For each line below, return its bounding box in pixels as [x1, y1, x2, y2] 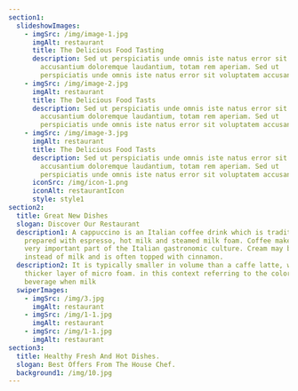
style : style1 [31, 195, 85, 204]
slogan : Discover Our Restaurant [16, 219, 141, 228]
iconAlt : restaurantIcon [31, 187, 125, 195]
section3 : [8, 343, 45, 352]
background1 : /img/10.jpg [16, 368, 113, 378]
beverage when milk [24, 277, 97, 286]
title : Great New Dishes [16, 211, 109, 220]
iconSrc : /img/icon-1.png [31, 179, 128, 188]
